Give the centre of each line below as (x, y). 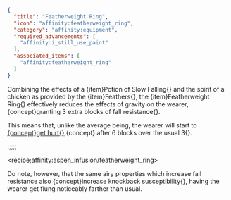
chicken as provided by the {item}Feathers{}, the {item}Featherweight (108, 96)
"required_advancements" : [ (55, 36)
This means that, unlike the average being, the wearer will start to (102, 125)
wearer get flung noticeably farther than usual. (75, 188)
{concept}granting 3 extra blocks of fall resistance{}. (84, 111)
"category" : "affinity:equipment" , (66, 30)
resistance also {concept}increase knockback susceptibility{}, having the (113, 181)
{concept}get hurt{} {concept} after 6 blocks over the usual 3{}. (100, 132)
